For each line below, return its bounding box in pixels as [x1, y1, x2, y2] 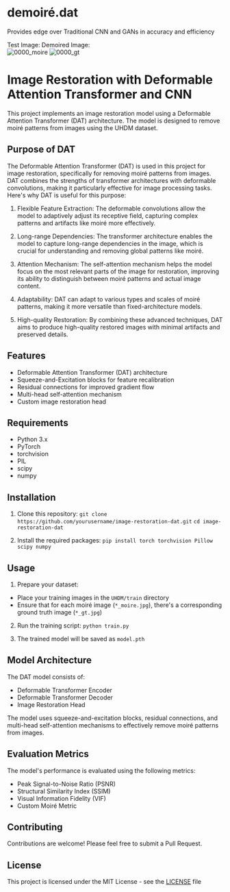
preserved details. [16, 330, 68, 338]
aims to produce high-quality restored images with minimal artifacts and [16, 323, 220, 331]
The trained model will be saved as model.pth [16, 634, 145, 643]
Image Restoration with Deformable [7, 72, 214, 88]
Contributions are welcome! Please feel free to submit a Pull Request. [7, 839, 203, 847]
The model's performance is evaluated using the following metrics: [7, 766, 196, 775]
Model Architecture [7, 654, 92, 666]
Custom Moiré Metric [16, 802, 77, 810]
